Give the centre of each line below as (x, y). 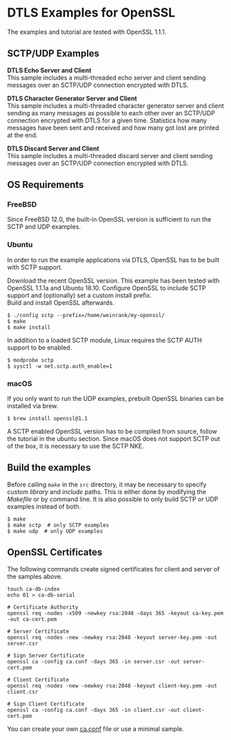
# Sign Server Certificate (46, 655)
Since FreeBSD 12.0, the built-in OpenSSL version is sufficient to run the (109, 220)
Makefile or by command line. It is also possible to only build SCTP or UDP (113, 499)
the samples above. (35, 576)
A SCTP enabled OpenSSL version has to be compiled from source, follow (112, 431)
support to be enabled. (40, 348)
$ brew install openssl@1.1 (48, 419)
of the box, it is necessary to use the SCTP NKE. (76, 446)
